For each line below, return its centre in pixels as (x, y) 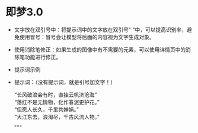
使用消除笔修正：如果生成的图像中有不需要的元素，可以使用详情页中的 (100, 49)
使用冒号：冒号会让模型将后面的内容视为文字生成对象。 (87, 37)
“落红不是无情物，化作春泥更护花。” (57, 102)
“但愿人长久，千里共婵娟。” (47, 109)
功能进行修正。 (43, 57)
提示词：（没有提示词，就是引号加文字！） (65, 82)
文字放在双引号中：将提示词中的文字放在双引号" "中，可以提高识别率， (100, 30)
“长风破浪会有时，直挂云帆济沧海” (55, 95)
